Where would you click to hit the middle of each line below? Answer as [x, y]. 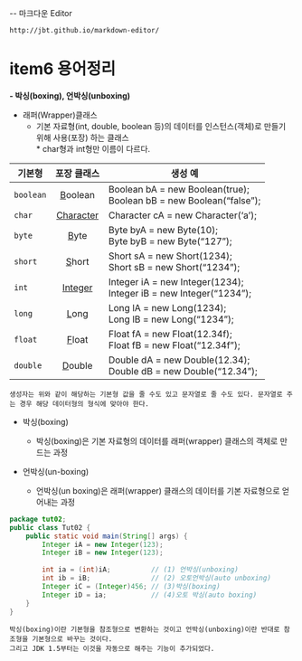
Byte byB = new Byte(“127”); [170, 241]
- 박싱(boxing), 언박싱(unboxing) [70, 95]
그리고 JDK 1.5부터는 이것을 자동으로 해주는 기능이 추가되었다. [112, 649]
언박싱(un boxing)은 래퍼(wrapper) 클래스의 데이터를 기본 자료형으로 [158, 490]
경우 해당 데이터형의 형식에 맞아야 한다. [85, 404]
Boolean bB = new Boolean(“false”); [184, 200]
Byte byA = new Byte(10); [163, 230]
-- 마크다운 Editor [41, 13]
